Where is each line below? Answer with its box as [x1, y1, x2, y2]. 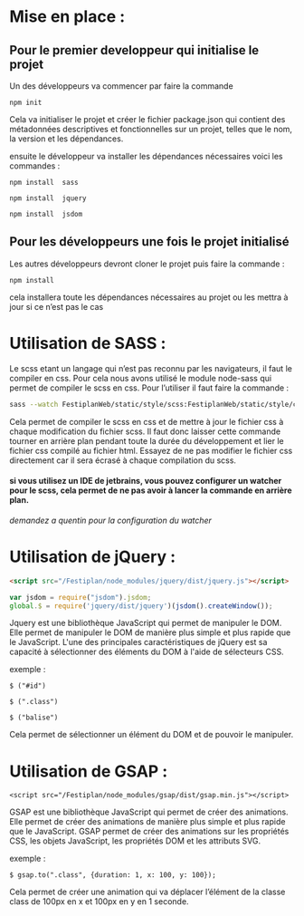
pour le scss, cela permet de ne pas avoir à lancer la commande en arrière [9, 485, 292, 496]
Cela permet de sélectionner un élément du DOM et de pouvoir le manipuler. [9, 729, 294, 740]
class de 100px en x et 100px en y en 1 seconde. [9, 896, 189, 907]
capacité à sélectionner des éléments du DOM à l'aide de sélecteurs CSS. [9, 646, 284, 658]
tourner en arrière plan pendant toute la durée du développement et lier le [9, 435, 285, 446]
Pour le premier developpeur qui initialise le [9, 43, 260, 58]
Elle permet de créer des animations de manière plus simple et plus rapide [9, 816, 286, 827]
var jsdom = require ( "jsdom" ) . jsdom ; [9, 593, 152, 602]
